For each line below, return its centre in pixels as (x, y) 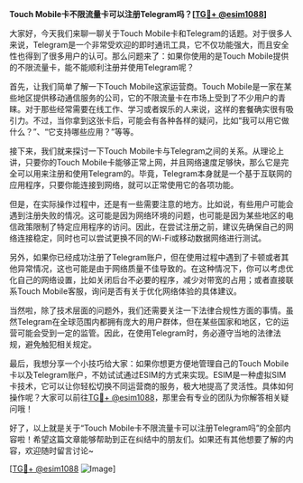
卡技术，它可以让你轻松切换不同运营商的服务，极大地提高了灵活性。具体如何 (151, 386)
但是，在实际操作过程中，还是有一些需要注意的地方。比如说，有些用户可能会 (151, 204)
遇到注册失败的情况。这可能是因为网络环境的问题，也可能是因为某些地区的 (147, 215)
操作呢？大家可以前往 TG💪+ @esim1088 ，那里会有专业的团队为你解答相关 (145, 398)
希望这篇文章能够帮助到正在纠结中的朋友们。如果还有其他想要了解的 (159, 439)
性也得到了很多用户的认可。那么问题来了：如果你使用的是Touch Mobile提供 (149, 56)
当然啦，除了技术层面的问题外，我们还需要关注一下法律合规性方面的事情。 (147, 310)
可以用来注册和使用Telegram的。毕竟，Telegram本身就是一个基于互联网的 (155, 174)
